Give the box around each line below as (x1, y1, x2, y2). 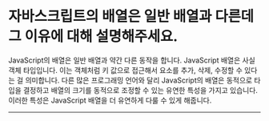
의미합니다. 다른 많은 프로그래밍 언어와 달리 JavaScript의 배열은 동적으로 (25, 75, 253, 85)
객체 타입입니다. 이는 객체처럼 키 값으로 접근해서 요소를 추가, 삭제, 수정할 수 (8, 65, 243, 75)
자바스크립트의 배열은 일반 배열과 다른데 (8, 7, 255, 26)
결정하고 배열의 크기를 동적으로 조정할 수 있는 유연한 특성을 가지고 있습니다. (22, 85, 259, 95)
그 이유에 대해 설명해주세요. (8, 27, 179, 46)
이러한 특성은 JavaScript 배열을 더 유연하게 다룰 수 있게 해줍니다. (8, 95, 212, 105)
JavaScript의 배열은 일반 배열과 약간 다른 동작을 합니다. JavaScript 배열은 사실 (8, 55, 256, 65)
